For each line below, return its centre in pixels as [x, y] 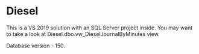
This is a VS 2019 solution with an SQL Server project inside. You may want [99, 28]
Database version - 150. [36, 46]
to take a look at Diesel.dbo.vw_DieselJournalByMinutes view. [83, 34]
